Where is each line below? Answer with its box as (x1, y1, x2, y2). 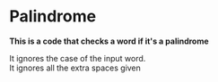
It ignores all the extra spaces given (9, 62, 142, 73)
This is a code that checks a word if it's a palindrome (9, 36, 209, 46)
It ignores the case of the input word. (9, 53, 146, 63)
